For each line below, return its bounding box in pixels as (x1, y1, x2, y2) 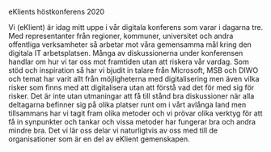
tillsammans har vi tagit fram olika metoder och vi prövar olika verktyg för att (8, 108, 263, 118)
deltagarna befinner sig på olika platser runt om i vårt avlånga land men (8, 100, 247, 109)
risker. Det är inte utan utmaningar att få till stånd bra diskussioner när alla (8, 91, 255, 100)
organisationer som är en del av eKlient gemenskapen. (8, 134, 190, 144)
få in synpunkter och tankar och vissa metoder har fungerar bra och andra (8, 117, 256, 126)
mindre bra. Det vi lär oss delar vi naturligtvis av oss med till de (8, 125, 218, 135)
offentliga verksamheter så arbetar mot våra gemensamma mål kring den (8, 40, 252, 49)
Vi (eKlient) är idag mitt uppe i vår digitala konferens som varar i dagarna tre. (8, 23, 264, 32)
